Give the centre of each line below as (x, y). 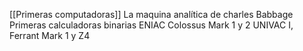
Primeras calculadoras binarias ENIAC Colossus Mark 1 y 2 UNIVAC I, (151, 25)
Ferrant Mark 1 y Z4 (50, 35)
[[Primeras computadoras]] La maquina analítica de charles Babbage (151, 14)
